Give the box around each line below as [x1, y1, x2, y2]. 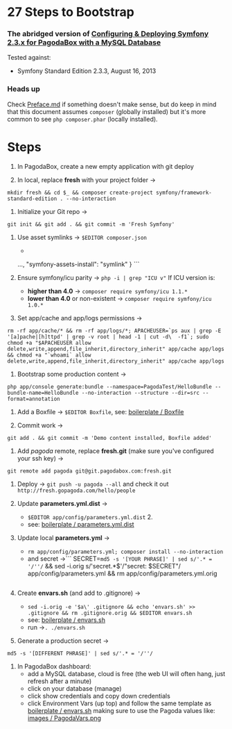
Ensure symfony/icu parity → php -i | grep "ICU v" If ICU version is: [17, 273, 215, 281]
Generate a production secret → [17, 637, 109, 645]
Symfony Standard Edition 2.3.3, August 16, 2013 [17, 67, 157, 75]
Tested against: [7, 54, 51, 62]
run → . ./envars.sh [27, 623, 85, 631]
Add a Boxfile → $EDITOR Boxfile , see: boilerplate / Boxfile [17, 407, 184, 416]
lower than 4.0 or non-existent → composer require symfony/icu [27, 294, 212, 302]
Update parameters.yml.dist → [17, 499, 108, 507]
